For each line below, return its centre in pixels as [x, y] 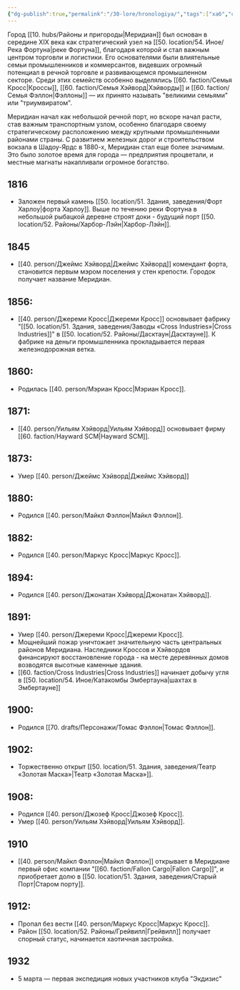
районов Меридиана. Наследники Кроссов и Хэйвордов [104, 649]
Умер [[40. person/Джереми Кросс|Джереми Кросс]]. [101, 634]
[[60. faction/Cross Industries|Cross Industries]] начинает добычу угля [123, 672]
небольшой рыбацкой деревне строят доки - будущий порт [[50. [116, 217]
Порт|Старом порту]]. [51, 884]
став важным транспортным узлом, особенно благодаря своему [107, 124]
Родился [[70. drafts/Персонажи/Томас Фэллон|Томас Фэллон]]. [116, 727]
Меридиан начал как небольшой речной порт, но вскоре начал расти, [115, 116]
